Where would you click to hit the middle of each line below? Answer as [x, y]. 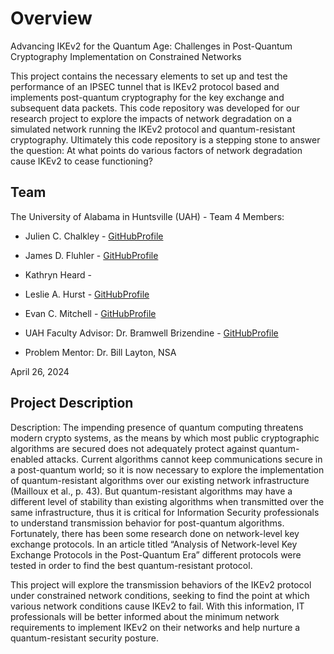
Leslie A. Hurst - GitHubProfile [87, 294]
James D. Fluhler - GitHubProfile [91, 255]
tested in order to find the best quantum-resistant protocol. [131, 565]
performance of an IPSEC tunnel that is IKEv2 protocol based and [145, 86]
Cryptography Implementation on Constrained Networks [126, 56]
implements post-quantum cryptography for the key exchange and [147, 97]
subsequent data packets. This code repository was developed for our [155, 108]
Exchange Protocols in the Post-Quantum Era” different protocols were [156, 554]
